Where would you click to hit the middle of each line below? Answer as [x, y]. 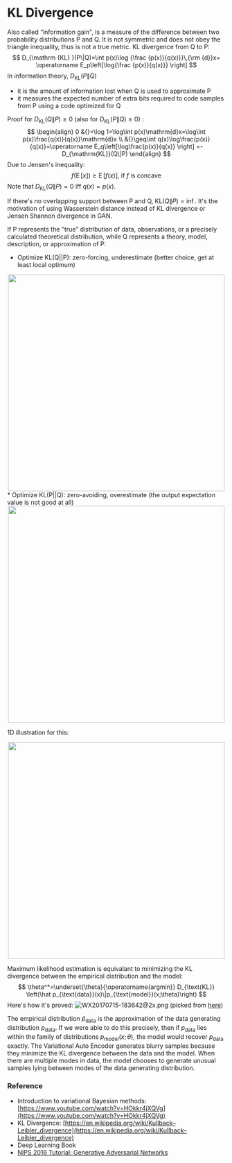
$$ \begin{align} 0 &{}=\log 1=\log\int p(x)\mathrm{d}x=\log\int [116, 131]
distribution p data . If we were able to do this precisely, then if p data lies [107, 1028]
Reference [25, 1085]
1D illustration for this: [38, 732]
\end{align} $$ [150, 153]
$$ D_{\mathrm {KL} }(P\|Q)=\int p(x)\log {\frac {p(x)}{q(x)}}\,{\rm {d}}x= [116, 58]
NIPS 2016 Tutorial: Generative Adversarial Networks [92, 1153]
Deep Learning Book [46, 1145]
